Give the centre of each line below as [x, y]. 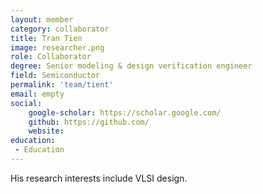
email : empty [37, 94]
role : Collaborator [51, 57]
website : [46, 131]
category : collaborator [60, 29]
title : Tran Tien [46, 38]
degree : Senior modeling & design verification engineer [131, 66]
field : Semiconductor [55, 76]
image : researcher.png [57, 47]
